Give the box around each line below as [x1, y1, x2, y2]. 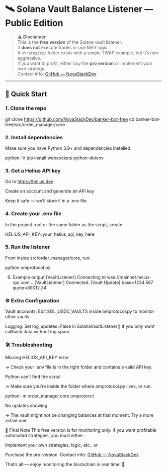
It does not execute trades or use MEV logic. [17, 44, 109, 50]
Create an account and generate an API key [5, 188, 94, 194]
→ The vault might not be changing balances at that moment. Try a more [5, 412, 154, 418]
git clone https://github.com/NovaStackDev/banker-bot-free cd [5, 116, 135, 122]
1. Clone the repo [5, 105, 47, 112]
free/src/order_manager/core [5, 121, 65, 127]
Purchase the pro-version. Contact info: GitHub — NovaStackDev [5, 452, 139, 458]
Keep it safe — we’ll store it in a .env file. [5, 198, 88, 204]
